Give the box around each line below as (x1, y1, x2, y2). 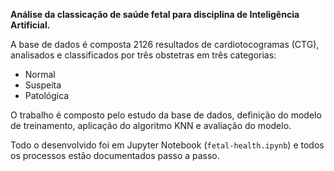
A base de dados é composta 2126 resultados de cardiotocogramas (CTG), (10, 39, 320, 50)
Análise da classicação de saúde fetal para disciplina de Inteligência (10, 9, 300, 20)
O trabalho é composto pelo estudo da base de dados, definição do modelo (10, 109, 322, 121)
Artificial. (10, 19, 51, 31)
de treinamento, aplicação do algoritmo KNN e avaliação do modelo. (10, 120, 292, 131)
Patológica (24, 90, 70, 101)
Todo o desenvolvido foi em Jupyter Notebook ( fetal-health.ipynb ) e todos (10, 139, 325, 151)
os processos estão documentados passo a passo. (10, 150, 220, 161)
